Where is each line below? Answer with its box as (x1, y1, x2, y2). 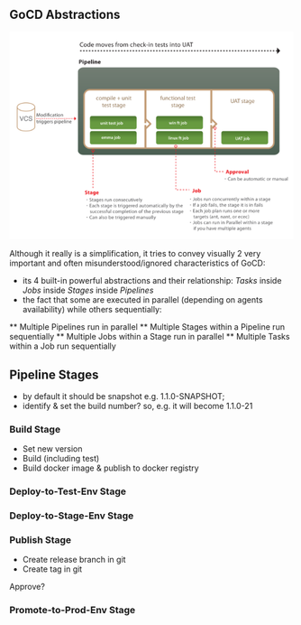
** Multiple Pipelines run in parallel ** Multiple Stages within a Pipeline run (9, 322, 286, 332)
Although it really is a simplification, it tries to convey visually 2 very (9, 248, 261, 259)
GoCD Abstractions (9, 7, 121, 23)
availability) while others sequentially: (22, 304, 162, 315)
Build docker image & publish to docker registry (22, 462, 200, 473)
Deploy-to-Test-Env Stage (9, 485, 126, 498)
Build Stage (9, 423, 61, 435)
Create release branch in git (22, 555, 126, 565)
